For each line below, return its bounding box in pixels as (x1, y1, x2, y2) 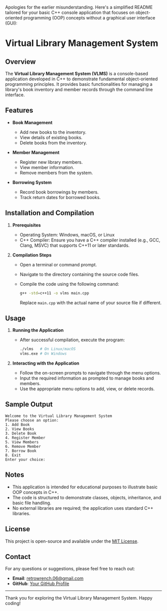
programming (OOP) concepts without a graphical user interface (23, 15, 156, 20)
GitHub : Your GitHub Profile (12, 581, 70, 587)
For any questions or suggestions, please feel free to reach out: (5, 566, 135, 572)
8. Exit (5, 452, 21, 458)
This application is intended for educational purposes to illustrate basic (12, 484, 158, 490)
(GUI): (5, 20, 17, 26)
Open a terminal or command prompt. (19, 261, 97, 267)
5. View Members (5, 439, 39, 444)
